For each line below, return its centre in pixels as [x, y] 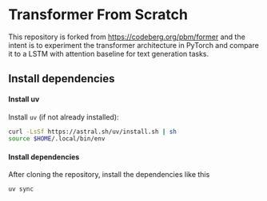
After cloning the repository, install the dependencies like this [109, 175]
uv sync [21, 189]
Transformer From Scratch [98, 15]
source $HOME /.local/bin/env [57, 139]
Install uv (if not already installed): [64, 116]
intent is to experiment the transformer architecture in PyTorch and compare [134, 45]
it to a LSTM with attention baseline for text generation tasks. [109, 53]
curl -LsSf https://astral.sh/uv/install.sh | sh [93, 132]
